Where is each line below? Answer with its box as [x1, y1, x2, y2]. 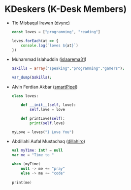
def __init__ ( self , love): [21, 102, 76, 107]
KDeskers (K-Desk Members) [4, 3, 127, 15]
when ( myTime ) [11, 162, 41, 167]
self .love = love [30, 107, 65, 112]
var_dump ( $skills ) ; [11, 75, 52, 80]
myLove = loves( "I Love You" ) [11, 130, 74, 135]
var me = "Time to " [11, 152, 54, 158]
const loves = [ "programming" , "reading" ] [11, 29, 100, 34]
